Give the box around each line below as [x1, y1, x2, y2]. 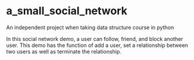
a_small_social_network [6, 4, 128, 18]
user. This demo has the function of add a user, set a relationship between [6, 42, 189, 49]
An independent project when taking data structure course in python [6, 24, 174, 31]
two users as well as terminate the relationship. [6, 48, 122, 55]
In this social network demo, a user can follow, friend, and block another [6, 35, 183, 42]
